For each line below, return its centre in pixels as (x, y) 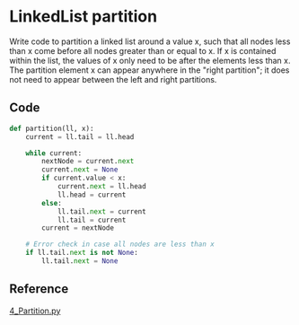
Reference (39, 289)
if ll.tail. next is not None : (82, 253)
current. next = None (80, 170)
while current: (54, 153)
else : (52, 203)
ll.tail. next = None (80, 261)
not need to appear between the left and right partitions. (113, 79)
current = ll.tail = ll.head (80, 136)
